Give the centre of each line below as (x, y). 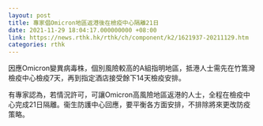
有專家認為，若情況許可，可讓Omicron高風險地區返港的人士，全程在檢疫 (126, 94)
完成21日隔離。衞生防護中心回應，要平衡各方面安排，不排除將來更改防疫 (133, 105)
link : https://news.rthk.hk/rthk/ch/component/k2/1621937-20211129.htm (128, 37)
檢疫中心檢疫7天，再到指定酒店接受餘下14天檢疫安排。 (97, 78)
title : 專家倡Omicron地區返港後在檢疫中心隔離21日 (84, 23)
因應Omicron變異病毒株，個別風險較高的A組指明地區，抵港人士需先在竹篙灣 (131, 69)
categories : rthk (37, 45)
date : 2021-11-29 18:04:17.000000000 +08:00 (83, 30)
